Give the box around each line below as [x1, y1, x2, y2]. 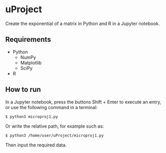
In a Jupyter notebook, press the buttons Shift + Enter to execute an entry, [5, 98, 162, 105]
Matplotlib [20, 60, 42, 66]
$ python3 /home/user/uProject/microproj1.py [5, 133, 104, 138]
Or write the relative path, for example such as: [5, 123, 104, 129]
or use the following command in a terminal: [5, 104, 98, 110]
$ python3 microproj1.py [5, 114, 58, 119]
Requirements [5, 35, 51, 44]
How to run [5, 85, 41, 94]
